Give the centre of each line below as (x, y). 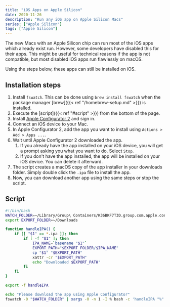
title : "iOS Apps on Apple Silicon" (44, 10)
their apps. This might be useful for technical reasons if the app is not (78, 54)
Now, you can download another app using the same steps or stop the (86, 178)
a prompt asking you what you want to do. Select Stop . (77, 151)
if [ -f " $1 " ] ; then (46, 239)
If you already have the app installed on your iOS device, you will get (92, 145)
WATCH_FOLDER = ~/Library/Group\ (38, 215)
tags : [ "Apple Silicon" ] (31, 29)
